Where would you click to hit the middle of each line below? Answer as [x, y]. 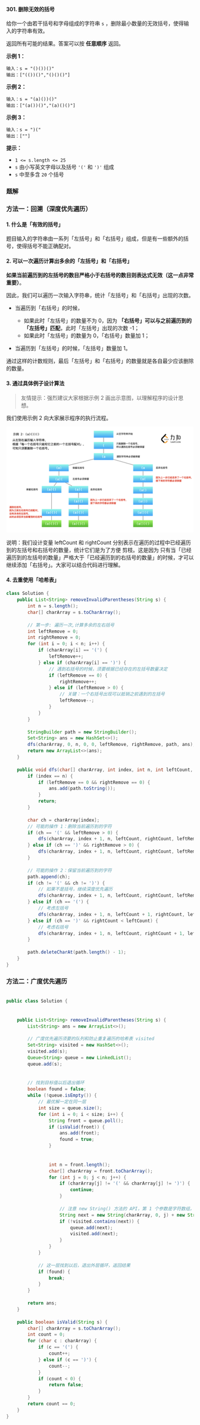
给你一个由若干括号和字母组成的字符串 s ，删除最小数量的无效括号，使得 [95, 23]
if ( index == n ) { [50, 776]
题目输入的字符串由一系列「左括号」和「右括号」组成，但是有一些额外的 [95, 239]
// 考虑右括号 [53, 927]
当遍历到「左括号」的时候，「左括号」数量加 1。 [73, 348]
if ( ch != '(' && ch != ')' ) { [66, 883]
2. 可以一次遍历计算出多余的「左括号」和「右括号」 [69, 261]
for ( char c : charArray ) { [62, 1341]
